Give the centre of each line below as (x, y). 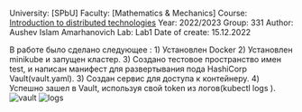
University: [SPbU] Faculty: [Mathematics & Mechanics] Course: (128, 13)
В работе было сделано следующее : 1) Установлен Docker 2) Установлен (151, 50)
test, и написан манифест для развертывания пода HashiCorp (128, 69)
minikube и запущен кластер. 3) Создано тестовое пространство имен (146, 59)
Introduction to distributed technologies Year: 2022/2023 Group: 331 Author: (151, 23)
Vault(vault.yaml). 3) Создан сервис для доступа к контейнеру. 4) (134, 79)
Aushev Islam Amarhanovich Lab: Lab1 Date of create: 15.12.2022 (130, 32)
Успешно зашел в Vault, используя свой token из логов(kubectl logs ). (143, 88)
